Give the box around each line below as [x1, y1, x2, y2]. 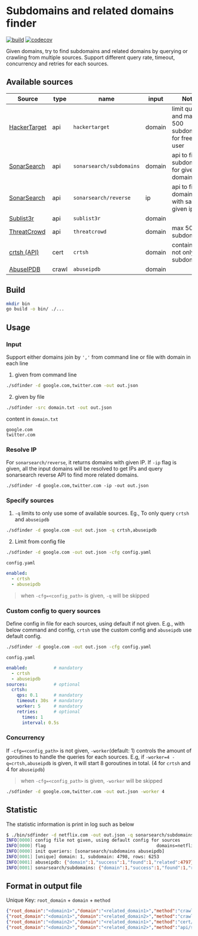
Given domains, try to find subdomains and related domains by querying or [6, 47, 188, 54]
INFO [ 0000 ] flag [6, 843, 46, 849]
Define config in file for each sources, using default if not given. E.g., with [6, 620, 185, 627]
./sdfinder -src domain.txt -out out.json [6, 405, 112, 411]
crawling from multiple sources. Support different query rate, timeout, [6, 54, 175, 61]
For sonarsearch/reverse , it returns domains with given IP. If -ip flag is [6, 459, 177, 466]
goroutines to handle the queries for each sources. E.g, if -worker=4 [6, 753, 170, 760]
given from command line [14, 371, 77, 378]
